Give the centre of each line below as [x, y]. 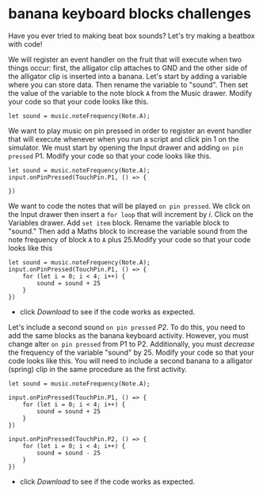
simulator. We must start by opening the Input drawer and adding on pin [126, 147]
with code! [25, 44]
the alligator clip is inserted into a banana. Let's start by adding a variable [128, 76]
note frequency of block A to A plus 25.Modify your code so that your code [130, 239]
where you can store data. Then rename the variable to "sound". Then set [128, 85]
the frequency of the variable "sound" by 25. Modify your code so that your [131, 352]
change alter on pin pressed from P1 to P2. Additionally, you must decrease [131, 344]
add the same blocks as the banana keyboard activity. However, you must [129, 335]
